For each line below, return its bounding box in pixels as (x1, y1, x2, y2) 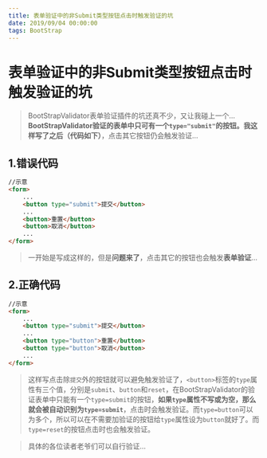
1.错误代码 (8, 156, 59, 170)
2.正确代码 (8, 278, 61, 292)
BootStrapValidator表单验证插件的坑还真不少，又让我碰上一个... (27, 111, 236, 120)
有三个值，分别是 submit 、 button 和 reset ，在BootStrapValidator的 (34, 384, 249, 394)
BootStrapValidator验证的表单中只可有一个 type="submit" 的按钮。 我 (27, 121, 251, 131)
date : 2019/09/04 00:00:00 (8, 19, 98, 27)
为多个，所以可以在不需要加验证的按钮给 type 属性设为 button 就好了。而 (27, 414, 260, 424)
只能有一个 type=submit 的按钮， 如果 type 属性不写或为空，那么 (55, 394, 257, 404)
